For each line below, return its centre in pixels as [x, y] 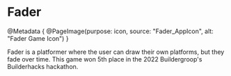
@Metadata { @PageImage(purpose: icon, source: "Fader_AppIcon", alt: [110, 31]
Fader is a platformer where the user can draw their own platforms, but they [116, 52]
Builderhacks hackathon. [43, 66]
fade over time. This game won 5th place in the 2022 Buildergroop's [105, 59]
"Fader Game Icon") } [38, 38]
